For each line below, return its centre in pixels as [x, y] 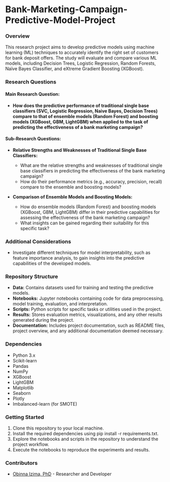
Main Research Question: [32, 94]
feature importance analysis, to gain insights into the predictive [78, 258]
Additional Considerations [38, 241]
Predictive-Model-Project [60, 20]
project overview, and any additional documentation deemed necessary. [88, 331]
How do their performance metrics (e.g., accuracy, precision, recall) [91, 181]
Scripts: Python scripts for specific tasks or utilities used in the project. [87, 309]
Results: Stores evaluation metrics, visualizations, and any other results [87, 315]
